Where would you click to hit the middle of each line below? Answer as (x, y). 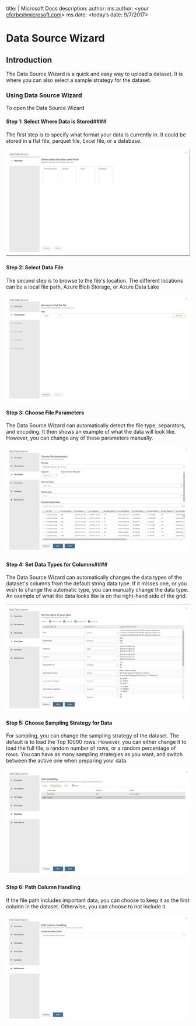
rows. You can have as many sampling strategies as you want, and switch (94, 754)
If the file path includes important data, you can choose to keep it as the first (98, 900)
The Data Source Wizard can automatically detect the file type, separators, (96, 426)
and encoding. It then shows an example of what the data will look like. (91, 432)
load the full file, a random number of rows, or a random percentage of (91, 748)
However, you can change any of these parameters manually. (80, 438)
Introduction (29, 60)
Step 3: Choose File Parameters (45, 413)
